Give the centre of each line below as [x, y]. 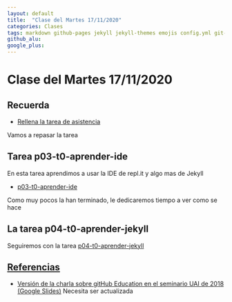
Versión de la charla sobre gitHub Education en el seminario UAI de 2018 [120, 284]
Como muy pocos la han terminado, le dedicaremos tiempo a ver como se [112, 200]
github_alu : [24, 39]
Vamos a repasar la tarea [42, 135]
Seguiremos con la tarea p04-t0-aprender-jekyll [76, 245]
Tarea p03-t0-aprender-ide [67, 157]
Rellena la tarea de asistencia [59, 122]
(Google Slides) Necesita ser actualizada [75, 291]
